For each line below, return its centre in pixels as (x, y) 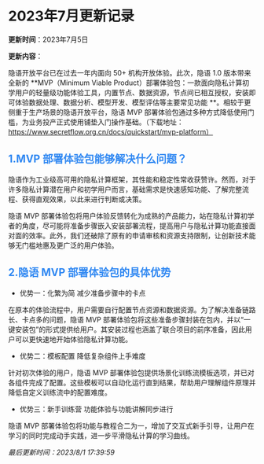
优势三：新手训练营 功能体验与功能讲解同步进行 (96, 409)
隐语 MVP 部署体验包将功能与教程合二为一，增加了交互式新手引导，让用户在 (132, 425)
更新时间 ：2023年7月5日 (48, 39)
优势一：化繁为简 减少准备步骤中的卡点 (82, 293)
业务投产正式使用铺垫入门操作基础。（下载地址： (106, 122)
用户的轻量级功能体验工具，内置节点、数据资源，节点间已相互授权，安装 (132, 92)
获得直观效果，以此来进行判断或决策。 (84, 199)
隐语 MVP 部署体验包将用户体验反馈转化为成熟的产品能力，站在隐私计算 (125, 215)
